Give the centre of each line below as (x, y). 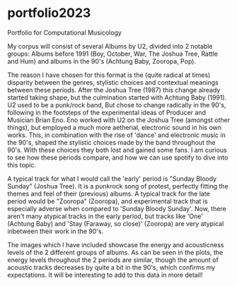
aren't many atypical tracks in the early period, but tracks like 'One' (105, 216)
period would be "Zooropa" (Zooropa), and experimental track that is (108, 201)
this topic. (22, 165)
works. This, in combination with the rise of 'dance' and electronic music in (117, 135)
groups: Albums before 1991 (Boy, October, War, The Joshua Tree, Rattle (112, 54)
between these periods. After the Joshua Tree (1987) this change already (114, 90)
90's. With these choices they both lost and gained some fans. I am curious (117, 150)
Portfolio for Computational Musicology (65, 32)
